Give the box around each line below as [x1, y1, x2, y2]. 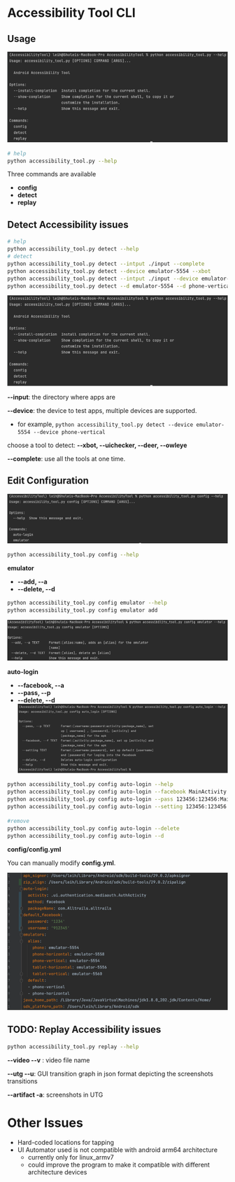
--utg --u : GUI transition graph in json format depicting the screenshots [7, 1069, 213, 1078]
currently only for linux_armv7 [27, 1153, 114, 1161]
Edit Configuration [7, 474, 90, 487]
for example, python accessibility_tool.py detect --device [17, 420, 194, 428]
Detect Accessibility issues [7, 218, 129, 230]
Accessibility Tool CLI [7, 5, 136, 21]
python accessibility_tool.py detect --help [7, 246, 139, 253]
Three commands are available [7, 170, 97, 178]
